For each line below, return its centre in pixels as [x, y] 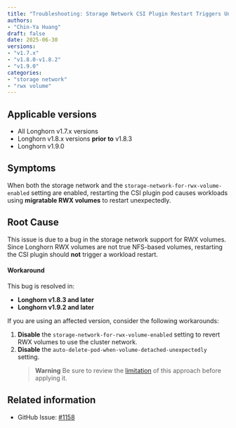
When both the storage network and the [65, 185]
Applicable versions [52, 114]
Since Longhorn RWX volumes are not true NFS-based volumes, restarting [115, 246]
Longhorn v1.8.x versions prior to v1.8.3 [74, 139]
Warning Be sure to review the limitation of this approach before [128, 370]
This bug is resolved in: [41, 286]
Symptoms [32, 169]
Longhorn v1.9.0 [41, 146]
